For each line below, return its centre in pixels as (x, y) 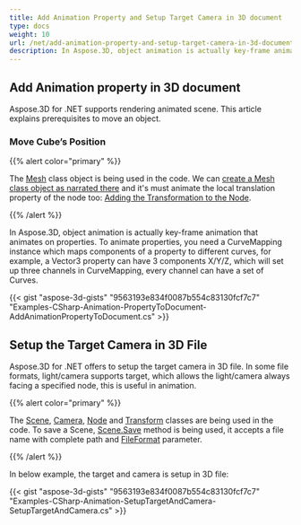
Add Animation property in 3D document (125, 87)
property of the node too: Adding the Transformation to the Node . (130, 197)
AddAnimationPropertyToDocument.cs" (82, 317)
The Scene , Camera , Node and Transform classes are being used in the (142, 420)
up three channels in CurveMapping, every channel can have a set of (137, 271)
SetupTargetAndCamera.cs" (61, 511)
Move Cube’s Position (57, 142)
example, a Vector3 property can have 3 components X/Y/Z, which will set (146, 261)
